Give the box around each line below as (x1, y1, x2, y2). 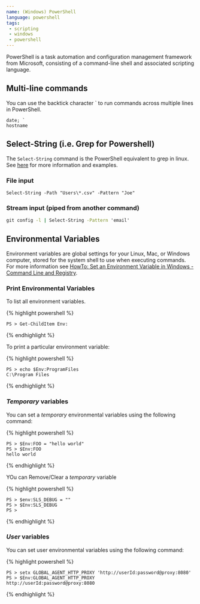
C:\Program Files (6, 372, 50, 378)
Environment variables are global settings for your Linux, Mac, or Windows (6, 250, 190, 257)
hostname (6, 123, 28, 129)
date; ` (6, 117, 26, 123)
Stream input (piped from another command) (6, 204, 140, 212)
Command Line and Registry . (6, 269, 78, 276)
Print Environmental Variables (6, 284, 95, 292)
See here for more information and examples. (6, 161, 118, 168)
